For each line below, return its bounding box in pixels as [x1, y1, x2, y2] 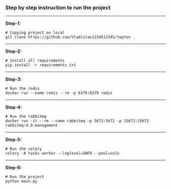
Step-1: [5, 20, 21, 26]
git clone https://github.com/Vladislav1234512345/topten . [5, 35, 136, 40]
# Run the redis [5, 86, 40, 91]
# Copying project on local [5, 30, 65, 36]
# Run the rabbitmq [5, 114, 47, 119]
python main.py [5, 179, 38, 184]
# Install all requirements [5, 58, 65, 64]
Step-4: [5, 104, 22, 110]
